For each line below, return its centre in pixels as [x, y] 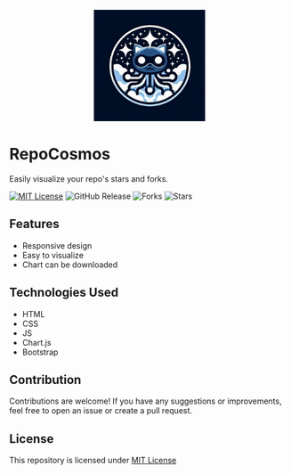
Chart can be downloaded [70, 265]
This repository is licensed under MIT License [93, 461]
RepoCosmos [60, 155]
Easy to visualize [53, 255]
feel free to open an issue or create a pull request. [101, 411]
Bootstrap [40, 352]
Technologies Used [64, 293]
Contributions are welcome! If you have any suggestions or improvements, [145, 401]
